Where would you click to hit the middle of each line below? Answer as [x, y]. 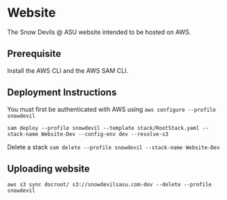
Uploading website [48, 168]
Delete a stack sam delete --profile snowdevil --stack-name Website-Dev [113, 147]
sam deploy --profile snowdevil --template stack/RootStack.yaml [103, 128]
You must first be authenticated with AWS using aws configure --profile [112, 109]
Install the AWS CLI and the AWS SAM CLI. [68, 70]
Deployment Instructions [62, 93]
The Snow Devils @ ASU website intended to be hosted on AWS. [99, 32]
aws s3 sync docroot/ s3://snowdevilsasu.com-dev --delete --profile [110, 185]
